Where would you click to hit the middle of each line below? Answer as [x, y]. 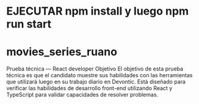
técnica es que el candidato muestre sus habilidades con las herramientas [99, 75]
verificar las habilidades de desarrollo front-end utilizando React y [89, 88]
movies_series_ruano [62, 52]
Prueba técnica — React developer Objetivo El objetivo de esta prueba [95, 69]
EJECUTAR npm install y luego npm [98, 11]
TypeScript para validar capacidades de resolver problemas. [82, 95]
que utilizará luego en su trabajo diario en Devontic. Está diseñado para [96, 82]
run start [29, 24]
